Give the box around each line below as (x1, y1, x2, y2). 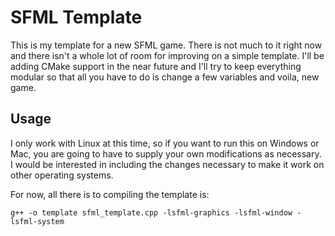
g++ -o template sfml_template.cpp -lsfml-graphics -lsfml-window (10, 207, 293, 218)
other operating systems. (10, 169, 114, 181)
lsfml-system (10, 216, 65, 226)
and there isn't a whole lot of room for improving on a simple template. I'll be (10, 49, 325, 61)
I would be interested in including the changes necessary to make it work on (10, 158, 325, 170)
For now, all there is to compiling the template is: (10, 188, 210, 200)
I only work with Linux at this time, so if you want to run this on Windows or (10, 137, 320, 149)
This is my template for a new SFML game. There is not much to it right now (10, 39, 323, 51)
